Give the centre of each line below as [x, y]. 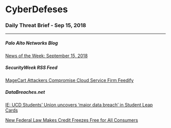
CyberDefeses [37, 9]
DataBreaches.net [25, 92]
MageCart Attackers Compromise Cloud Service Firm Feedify [69, 81]
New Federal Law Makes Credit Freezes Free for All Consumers [72, 120]
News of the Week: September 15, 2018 [47, 56]
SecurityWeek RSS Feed [31, 68]
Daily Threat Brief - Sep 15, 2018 [46, 25]
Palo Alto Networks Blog [32, 43]
